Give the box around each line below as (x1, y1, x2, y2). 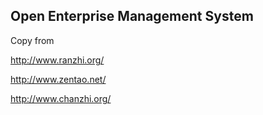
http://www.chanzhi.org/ (10, 92, 112, 104)
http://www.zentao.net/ (10, 73, 107, 85)
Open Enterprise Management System (10, 8, 254, 25)
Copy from (10, 34, 55, 46)
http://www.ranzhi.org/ (10, 54, 105, 66)
